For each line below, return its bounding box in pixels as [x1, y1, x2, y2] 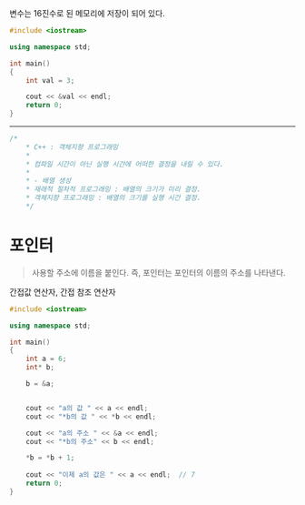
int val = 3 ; [25, 76, 75, 85]
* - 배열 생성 [25, 177, 72, 186]
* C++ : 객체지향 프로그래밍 [25, 142, 119, 152]
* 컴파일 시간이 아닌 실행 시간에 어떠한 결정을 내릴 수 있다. [25, 159, 224, 168]
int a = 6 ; [25, 354, 67, 364]
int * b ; [25, 363, 54, 372]
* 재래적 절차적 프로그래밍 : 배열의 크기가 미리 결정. [25, 185, 202, 194]
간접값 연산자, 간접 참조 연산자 [9, 286, 116, 298]
